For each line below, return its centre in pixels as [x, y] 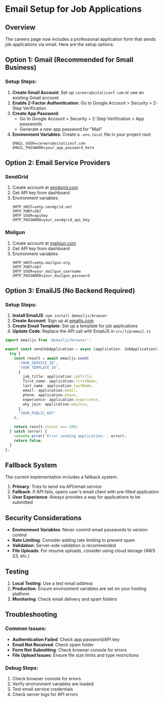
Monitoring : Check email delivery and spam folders [65, 599]
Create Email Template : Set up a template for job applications [75, 326]
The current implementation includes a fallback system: [62, 477]
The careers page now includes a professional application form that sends [81, 39]
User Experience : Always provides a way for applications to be [76, 497]
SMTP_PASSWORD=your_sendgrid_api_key [51, 220]
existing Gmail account [35, 98]
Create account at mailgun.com [44, 243]
